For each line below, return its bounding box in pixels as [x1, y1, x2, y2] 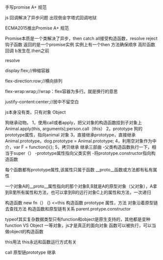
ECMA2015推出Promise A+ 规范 [5, 25, 70, 31]
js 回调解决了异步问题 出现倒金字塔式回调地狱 [5, 15, 97, 21]
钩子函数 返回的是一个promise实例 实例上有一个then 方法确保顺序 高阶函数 [5, 42, 156, 47]
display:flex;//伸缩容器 [5, 68, 50, 73]
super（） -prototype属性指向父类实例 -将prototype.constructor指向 [13, 150, 152, 156]
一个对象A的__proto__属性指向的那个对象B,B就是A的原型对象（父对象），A [5, 183, 153, 189]
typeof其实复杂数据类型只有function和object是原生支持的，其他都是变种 [5, 216, 151, 222]
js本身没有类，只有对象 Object [5, 109, 66, 115]
